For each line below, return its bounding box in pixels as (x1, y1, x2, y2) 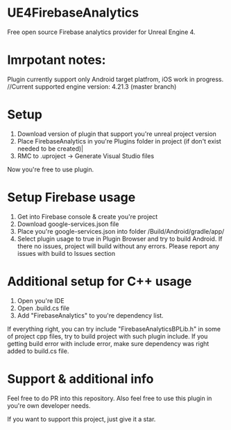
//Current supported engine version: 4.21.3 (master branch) (7, 82, 177, 91)
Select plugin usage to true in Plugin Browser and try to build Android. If (17, 234, 223, 243)
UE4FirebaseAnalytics (7, 5, 139, 21)
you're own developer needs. (7, 401, 91, 410)
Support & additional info (7, 371, 154, 386)
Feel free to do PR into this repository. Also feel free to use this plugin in (7, 394, 212, 402)
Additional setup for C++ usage (7, 273, 192, 289)
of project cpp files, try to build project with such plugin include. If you (7, 332, 208, 341)
